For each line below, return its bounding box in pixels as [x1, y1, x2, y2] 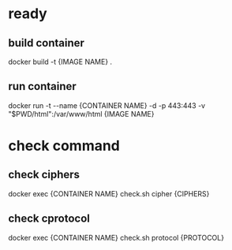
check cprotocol [8, 212, 91, 226]
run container [8, 80, 77, 93]
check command [8, 137, 121, 155]
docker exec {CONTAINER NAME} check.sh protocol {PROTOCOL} [8, 233, 225, 242]
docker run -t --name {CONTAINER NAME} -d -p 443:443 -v [8, 100, 206, 110]
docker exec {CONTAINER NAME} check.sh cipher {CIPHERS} [8, 188, 210, 198]
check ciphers [8, 168, 80, 181]
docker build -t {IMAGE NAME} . [8, 57, 113, 66]
